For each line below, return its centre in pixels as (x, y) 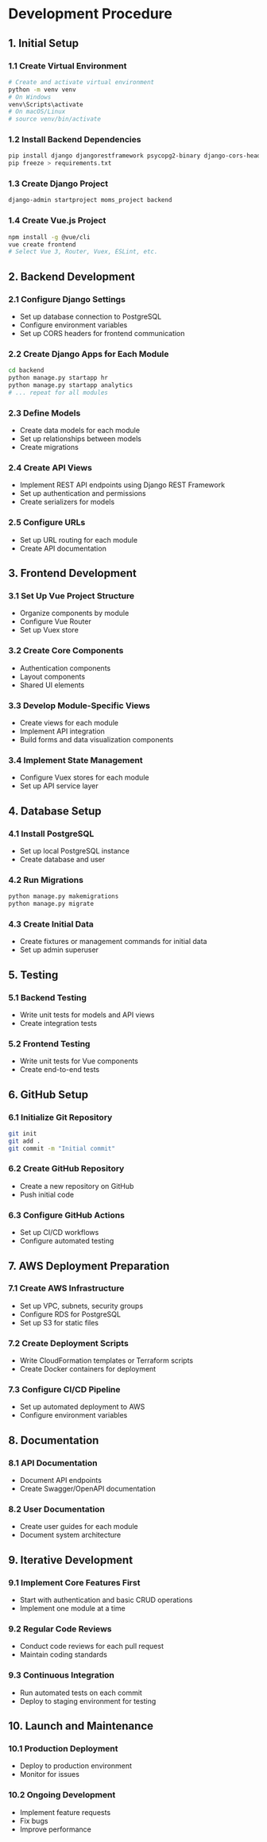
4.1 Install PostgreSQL (51, 834)
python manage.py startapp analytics (71, 385)
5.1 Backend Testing (48, 997)
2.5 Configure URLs (47, 523)
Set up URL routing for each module (78, 540)
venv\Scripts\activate (46, 104)
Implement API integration (62, 731)
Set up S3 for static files (59, 1322)
